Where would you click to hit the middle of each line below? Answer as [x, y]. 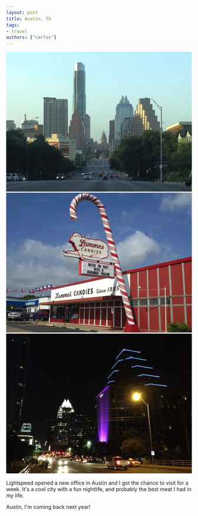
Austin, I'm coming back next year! [48, 507]
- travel [17, 31]
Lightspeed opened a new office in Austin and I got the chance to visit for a [97, 483]
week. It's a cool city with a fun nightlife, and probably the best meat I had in [99, 489]
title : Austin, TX [29, 19]
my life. [15, 496]
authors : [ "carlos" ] [32, 38]
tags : [13, 25]
